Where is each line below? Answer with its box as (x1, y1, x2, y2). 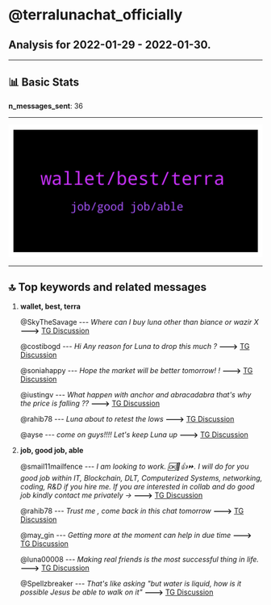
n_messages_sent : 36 (8, 101, 83, 111)
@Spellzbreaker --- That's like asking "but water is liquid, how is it (19, 579, 242, 589)
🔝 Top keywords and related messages (8, 280, 207, 294)
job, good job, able (19, 446, 84, 456)
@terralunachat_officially (8, 6, 183, 24)
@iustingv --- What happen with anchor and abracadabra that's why (19, 390, 252, 400)
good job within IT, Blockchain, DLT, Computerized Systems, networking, (19, 473, 263, 483)
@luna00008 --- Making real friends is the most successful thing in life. (19, 555, 260, 565)
